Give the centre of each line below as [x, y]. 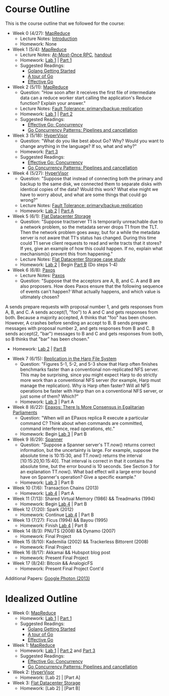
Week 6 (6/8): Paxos [34, 270]
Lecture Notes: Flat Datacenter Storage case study [73, 259]
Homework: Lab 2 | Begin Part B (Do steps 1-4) [69, 264]
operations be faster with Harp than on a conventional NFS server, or [92, 391]
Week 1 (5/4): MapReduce [40, 49]
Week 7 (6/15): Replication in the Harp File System [65, 359]
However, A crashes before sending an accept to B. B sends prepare [76, 323]
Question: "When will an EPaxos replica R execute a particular [84, 418]
